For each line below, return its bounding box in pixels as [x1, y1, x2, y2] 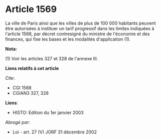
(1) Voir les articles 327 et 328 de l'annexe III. [5, 55, 98, 61]
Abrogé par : [5, 119, 30, 125]
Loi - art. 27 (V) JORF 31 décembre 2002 [12, 129, 97, 135]
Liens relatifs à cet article [5, 65, 59, 71]
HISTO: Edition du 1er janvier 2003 [12, 109, 84, 115]
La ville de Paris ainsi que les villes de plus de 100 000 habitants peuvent [5, 20, 156, 26]
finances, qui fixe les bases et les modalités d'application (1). [5, 36, 131, 42]
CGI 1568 [12, 84, 32, 91]
